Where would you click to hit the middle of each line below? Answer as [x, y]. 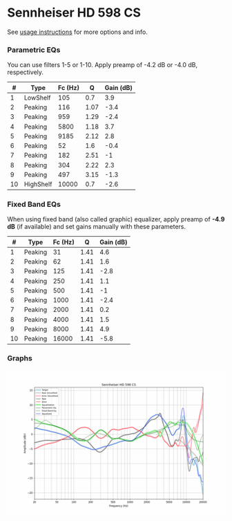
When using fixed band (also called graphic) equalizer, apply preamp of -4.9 [116, 219]
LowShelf [37, 98]
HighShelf [38, 184]
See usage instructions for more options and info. [78, 32]
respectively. [25, 72]
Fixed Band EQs [34, 204]
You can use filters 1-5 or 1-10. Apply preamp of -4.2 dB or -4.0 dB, [103, 65]
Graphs [20, 358]
